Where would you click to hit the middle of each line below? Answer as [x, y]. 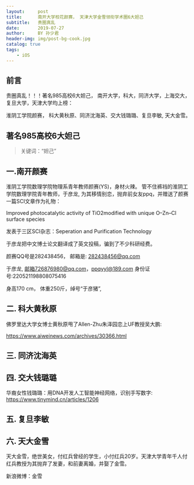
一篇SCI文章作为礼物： [34, 201]
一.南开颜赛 [27, 171]
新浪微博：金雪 [24, 476]
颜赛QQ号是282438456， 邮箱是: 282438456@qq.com [73, 257]
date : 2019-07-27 [35, 28]
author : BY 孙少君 [33, 33]
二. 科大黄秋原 [31, 309]
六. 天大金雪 [28, 441]
